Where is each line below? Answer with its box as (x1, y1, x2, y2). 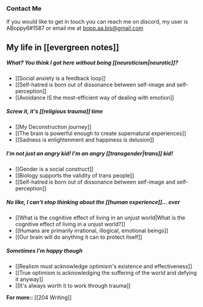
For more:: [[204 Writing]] (6, 294, 72, 301)
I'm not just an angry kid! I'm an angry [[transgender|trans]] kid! (6, 150, 173, 157)
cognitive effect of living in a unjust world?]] (15, 220, 126, 227)
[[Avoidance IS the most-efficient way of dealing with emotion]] (15, 94, 174, 101)
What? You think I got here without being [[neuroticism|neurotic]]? (6, 59, 179, 66)
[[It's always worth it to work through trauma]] (15, 281, 131, 289)
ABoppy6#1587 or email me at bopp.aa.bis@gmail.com (6, 24, 144, 32)
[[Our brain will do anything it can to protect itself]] (15, 233, 143, 241)
